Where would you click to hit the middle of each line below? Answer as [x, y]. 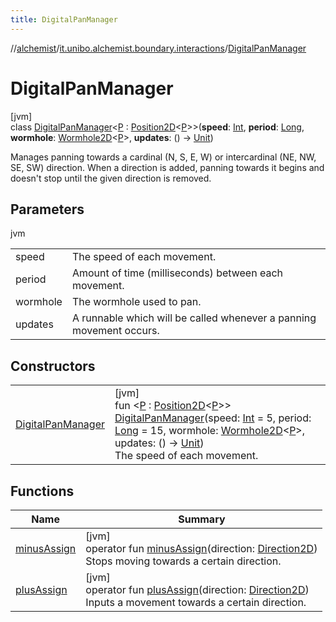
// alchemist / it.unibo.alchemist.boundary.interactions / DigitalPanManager [158, 48]
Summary [202, 519]
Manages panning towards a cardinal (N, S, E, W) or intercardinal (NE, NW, [163, 157]
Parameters [47, 209]
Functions [42, 491]
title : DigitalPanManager [64, 19]
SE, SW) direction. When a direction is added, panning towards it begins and [167, 167]
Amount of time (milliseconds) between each [177, 273]
